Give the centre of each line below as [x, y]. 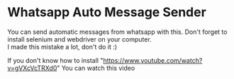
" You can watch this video [96, 68]
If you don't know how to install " [55, 60]
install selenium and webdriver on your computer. [80, 39]
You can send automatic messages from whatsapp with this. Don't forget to [117, 32]
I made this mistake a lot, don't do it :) [62, 47]
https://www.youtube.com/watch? [152, 60]
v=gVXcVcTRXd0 [32, 68]
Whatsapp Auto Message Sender [107, 12]
